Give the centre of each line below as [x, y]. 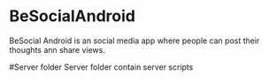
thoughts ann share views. [58, 49]
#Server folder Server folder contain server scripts [101, 67]
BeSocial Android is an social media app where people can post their [134, 40]
